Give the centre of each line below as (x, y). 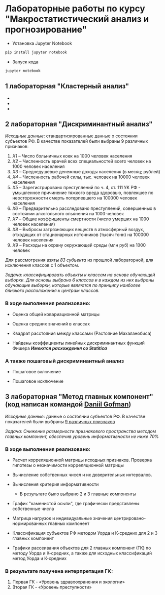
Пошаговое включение (36, 371)
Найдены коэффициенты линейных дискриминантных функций (79, 343)
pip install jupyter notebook (36, 52)
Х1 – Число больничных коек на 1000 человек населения (72, 156)
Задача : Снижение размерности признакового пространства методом (81, 431)
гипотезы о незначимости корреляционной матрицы (68, 465)
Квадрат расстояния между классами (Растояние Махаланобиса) (82, 333)
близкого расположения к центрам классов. (52, 291)
